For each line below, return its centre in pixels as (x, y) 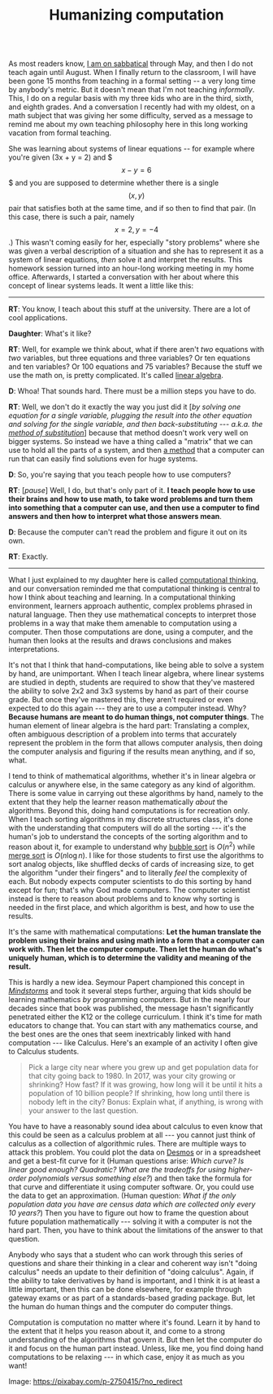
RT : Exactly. (28, 556)
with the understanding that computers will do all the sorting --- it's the (127, 828)
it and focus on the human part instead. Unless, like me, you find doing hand (136, 1348)
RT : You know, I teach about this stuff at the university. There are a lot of (130, 309)
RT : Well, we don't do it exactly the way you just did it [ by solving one (125, 407)
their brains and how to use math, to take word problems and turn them (131, 499)
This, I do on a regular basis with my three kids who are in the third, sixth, (131, 99)
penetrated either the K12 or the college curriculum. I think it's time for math (135, 1017)
